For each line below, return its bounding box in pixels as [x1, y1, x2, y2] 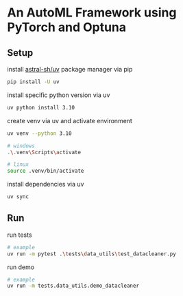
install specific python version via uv [7, 91, 110, 99]
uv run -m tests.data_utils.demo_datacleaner [7, 282, 139, 290]
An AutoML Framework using [7, 5, 177, 21]
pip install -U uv [7, 78, 60, 85]
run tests [7, 231, 32, 239]
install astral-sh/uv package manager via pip [7, 65, 133, 73]
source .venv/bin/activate [7, 167, 84, 175]
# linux [7, 161, 29, 168]
